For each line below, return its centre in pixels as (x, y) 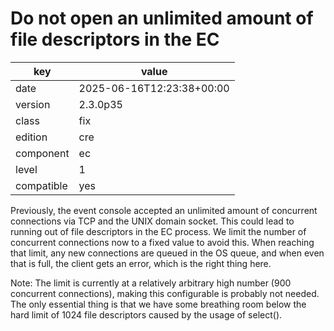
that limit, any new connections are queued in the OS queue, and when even (167, 253)
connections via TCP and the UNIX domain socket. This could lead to (152, 221)
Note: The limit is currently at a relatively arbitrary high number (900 (151, 283)
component (42, 153)
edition (31, 137)
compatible (41, 185)
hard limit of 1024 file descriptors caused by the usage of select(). (146, 314)
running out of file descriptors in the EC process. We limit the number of (158, 231)
